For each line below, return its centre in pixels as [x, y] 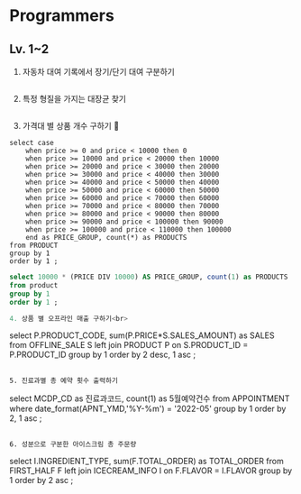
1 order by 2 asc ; [41, 480]
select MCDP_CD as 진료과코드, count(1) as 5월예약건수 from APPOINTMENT [150, 398]
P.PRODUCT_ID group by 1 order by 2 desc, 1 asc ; [103, 355]
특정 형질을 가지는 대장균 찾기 [74, 99]
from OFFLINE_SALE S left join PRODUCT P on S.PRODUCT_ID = [129, 345]
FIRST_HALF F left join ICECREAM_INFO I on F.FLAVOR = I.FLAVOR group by [151, 471]
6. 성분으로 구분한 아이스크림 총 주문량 [73, 444]
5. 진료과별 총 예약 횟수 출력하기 [64, 381]
